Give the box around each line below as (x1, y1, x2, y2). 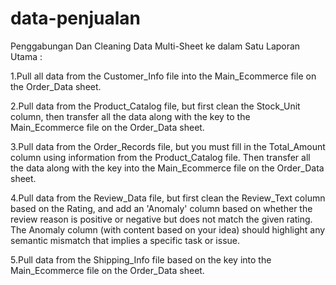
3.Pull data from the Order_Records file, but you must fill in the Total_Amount (10, 140, 326, 152)
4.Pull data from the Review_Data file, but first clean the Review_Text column (10, 192, 326, 204)
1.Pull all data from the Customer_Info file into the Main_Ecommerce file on (10, 70, 317, 82)
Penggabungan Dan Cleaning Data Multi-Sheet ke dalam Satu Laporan (10, 40, 301, 52)
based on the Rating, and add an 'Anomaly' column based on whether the (10, 202, 313, 214)
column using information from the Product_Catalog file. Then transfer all (10, 151, 311, 163)
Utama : (10, 50, 43, 62)
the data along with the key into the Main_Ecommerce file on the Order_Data (10, 162, 325, 174)
